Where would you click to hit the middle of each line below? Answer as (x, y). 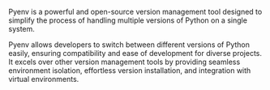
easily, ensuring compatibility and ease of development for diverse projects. (135, 53)
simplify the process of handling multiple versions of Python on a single (128, 20)
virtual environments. (44, 79)
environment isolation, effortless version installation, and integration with (130, 71)
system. (21, 29)
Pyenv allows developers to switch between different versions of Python (129, 45)
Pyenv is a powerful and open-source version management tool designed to (135, 12)
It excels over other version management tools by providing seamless (124, 62)
